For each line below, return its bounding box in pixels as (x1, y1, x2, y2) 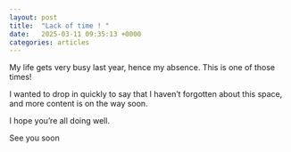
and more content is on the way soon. (9, 99, 149, 109)
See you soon (9, 132, 60, 143)
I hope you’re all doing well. (9, 116, 110, 126)
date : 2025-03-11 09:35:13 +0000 (9, 29, 142, 38)
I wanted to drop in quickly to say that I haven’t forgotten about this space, (9, 89, 283, 100)
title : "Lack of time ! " (9, 21, 110, 30)
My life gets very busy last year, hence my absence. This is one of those (9, 62, 275, 73)
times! (9, 72, 32, 83)
